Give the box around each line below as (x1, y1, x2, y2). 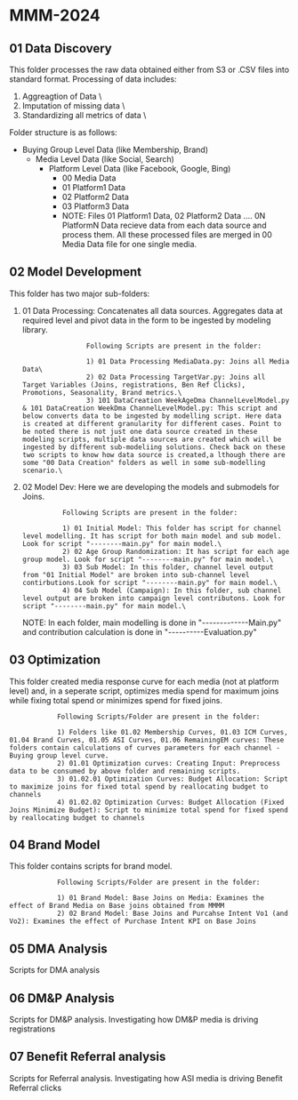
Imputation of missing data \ (21, 100, 125, 111)
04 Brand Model (9, 838, 101, 853)
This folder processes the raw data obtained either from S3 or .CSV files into (9, 64, 290, 75)
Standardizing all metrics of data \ (21, 110, 147, 120)
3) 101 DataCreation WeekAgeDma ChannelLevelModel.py (85, 396, 290, 405)
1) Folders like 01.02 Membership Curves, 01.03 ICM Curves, (56, 727, 289, 736)
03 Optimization (9, 653, 101, 668)
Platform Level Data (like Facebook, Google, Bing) (48, 164, 231, 173)
